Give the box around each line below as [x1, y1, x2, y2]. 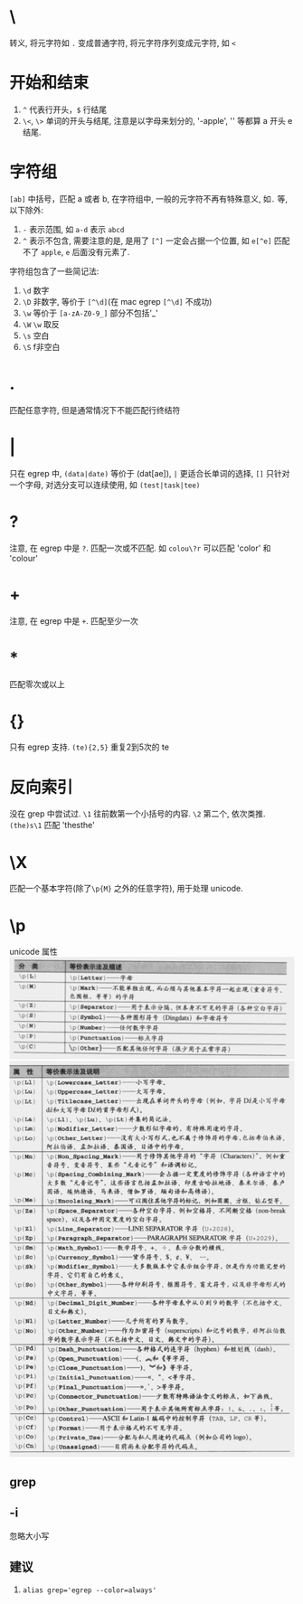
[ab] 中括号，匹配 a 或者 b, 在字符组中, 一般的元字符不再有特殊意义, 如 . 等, [9, 193, 288, 204]
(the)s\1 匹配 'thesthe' [9, 820, 95, 831]
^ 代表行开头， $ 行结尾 [22, 104, 108, 115]
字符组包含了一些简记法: [9, 265, 99, 277]
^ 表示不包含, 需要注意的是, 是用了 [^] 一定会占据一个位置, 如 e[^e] [22, 235, 272, 246]
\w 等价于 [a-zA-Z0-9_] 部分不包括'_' [22, 307, 158, 318]
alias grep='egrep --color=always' [22, 1585, 157, 1595]
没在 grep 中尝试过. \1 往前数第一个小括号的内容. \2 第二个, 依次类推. [9, 808, 266, 819]
